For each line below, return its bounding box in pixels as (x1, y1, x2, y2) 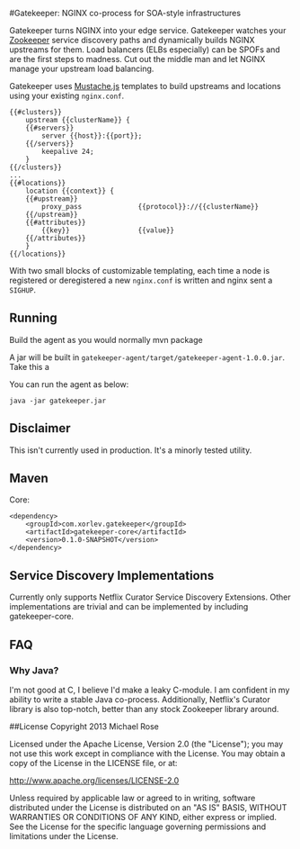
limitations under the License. (9, 830, 119, 841)
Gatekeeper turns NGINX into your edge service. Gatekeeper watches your (9, 25, 287, 35)
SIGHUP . (9, 285, 36, 295)
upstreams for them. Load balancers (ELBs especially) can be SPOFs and (9, 44, 280, 55)
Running (9, 311, 58, 326)
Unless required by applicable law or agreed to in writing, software (9, 792, 256, 803)
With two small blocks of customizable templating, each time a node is (9, 266, 270, 275)
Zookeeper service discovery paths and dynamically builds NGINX (9, 35, 255, 45)
